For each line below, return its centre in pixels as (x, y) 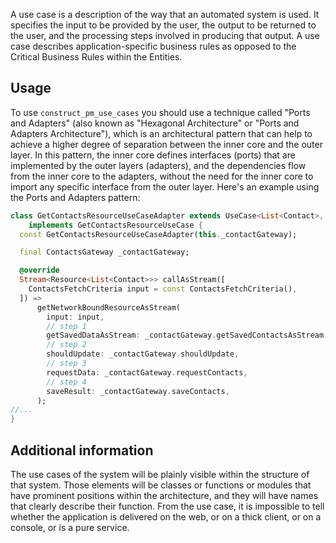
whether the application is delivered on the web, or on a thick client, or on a (166, 517)
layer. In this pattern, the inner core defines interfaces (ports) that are (153, 155)
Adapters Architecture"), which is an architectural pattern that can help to (161, 133)
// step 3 (66, 364)
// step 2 (66, 345)
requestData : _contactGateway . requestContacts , (147, 372)
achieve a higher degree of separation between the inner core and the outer (166, 144)
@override (39, 270)
